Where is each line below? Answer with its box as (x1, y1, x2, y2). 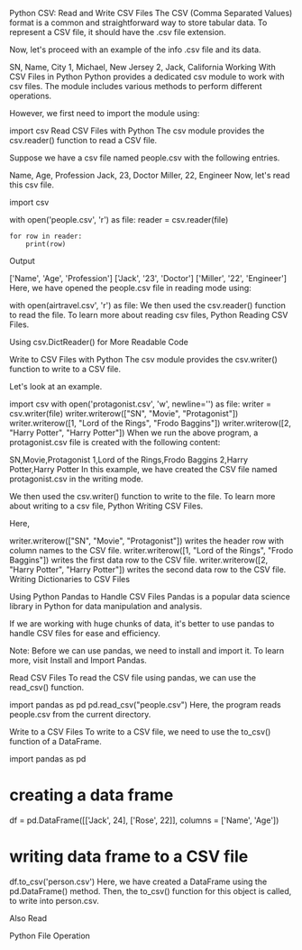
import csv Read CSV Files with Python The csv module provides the (9, 125, 265, 136)
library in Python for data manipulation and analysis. (9, 601, 203, 611)
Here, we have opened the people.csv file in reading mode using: (9, 283, 252, 293)
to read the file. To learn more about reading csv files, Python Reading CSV (9, 310, 288, 320)
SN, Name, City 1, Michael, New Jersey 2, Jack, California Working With (9, 62, 277, 72)
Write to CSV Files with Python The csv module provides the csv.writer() (9, 354, 278, 364)
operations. (9, 90, 52, 101)
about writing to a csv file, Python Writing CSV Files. (9, 500, 204, 511)
